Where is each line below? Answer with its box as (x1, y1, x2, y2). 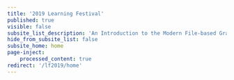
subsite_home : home (7, 42, 64, 49)
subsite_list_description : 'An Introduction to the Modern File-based (7, 29, 217, 37)
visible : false (7, 23, 52, 30)
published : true (7, 17, 54, 24)
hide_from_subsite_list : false (7, 36, 98, 43)
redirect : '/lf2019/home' (7, 62, 82, 69)
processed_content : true (19, 56, 92, 63)
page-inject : (7, 49, 45, 56)
